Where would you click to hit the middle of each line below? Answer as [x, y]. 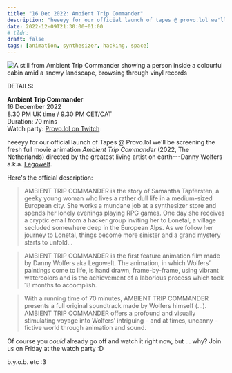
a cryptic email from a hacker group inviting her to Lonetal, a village [120, 220]
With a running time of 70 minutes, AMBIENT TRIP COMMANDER [116, 298]
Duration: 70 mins [32, 121]
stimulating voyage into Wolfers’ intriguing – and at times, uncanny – [121, 321]
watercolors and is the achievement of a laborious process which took [124, 278]
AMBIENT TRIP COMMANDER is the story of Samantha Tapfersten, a [122, 191]
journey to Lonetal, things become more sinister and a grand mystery [122, 235]
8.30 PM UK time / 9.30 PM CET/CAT [60, 114]
